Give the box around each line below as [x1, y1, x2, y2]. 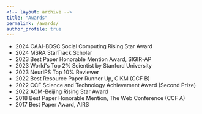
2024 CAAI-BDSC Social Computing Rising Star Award [15, 43, 153, 50]
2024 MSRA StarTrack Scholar [15, 49, 92, 57]
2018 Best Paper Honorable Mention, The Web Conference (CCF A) [15, 94, 185, 102]
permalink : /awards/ [6, 20, 59, 26]
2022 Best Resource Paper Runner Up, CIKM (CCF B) [15, 75, 150, 82]
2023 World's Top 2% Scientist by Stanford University [15, 62, 152, 69]
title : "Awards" [6, 15, 48, 21]
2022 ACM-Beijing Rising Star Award [15, 88, 108, 95]
